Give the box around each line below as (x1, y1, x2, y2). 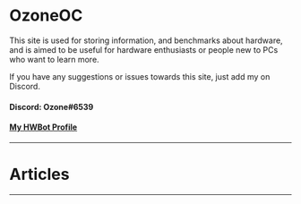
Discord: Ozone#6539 (9, 101, 94, 112)
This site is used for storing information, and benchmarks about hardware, (9, 35, 284, 46)
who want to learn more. (9, 54, 100, 64)
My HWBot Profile (9, 122, 78, 132)
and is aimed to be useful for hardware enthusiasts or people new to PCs (9, 44, 279, 55)
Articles (9, 164, 70, 184)
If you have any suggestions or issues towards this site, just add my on (9, 71, 271, 81)
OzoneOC (9, 5, 83, 26)
